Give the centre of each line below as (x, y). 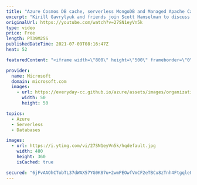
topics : (16, 114)
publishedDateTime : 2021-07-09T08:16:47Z (57, 44)
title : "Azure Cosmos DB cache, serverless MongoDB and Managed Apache (95, 11)
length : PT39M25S (27, 39)
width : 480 (30, 151)
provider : (18, 71)
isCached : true (35, 162)
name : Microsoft (31, 76)
